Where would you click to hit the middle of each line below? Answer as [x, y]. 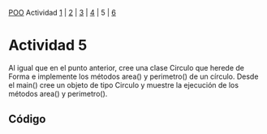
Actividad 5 [48, 45]
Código [27, 119]
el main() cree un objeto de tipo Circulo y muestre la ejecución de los [124, 84]
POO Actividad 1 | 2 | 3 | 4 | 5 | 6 [62, 13]
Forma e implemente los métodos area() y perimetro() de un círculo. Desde [133, 76]
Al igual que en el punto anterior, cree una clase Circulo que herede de [127, 67]
